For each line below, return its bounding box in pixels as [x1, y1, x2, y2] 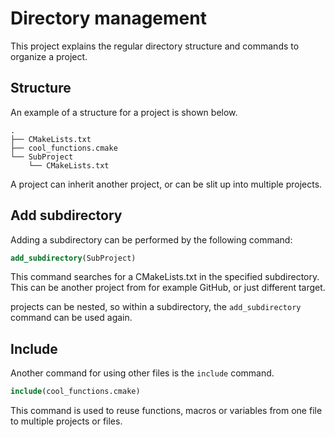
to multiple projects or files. [10, 415, 123, 427]
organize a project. [10, 50, 88, 62]
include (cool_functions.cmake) [10, 387, 141, 397]
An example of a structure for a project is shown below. [10, 106, 238, 118]
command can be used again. [10, 312, 133, 324]
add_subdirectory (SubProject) [10, 253, 137, 263]
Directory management [10, 7, 207, 30]
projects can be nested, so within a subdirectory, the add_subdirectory [10, 301, 302, 313]
